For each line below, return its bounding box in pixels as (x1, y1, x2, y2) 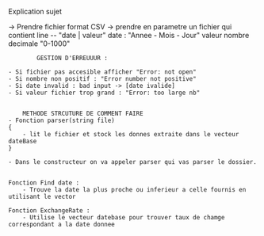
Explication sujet (8, 7, 62, 16)
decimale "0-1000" (8, 39, 71, 48)
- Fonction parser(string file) (8, 116, 115, 124)
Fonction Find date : (8, 179, 80, 187)
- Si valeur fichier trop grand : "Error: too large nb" (8, 89, 201, 97)
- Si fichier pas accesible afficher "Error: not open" (8, 68, 197, 76)
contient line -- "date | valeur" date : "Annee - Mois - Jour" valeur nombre (8, 31, 250, 40)
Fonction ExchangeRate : (8, 207, 90, 215)
